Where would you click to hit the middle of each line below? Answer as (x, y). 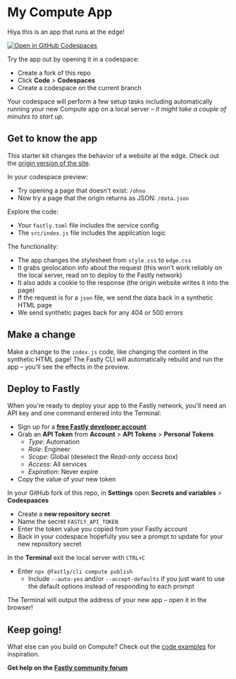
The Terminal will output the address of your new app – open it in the (107, 600)
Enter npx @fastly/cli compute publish (75, 571)
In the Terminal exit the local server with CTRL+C (76, 558)
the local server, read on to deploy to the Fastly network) (100, 275)
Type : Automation (54, 442)
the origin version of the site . (49, 163)
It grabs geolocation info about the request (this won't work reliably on (120, 267)
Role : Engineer (49, 449)
